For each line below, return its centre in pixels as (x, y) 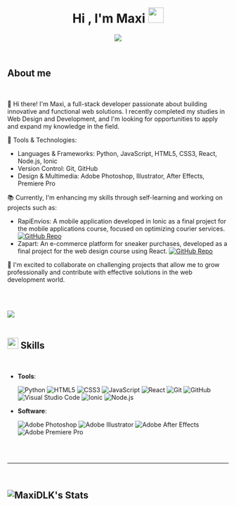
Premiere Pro (37, 183)
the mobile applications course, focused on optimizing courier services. (121, 228)
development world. (36, 279)
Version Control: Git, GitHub (58, 168)
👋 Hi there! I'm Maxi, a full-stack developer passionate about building (107, 104)
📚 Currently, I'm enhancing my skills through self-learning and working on (115, 197)
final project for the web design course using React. (92, 251)
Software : (32, 410)
